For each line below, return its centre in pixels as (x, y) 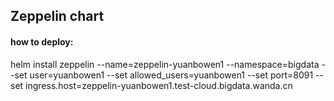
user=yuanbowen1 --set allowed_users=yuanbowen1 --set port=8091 (171, 75)
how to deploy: (42, 41)
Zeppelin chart (57, 16)
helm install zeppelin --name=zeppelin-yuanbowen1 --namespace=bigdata (165, 64)
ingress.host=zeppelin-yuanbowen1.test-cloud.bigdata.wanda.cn (159, 85)
